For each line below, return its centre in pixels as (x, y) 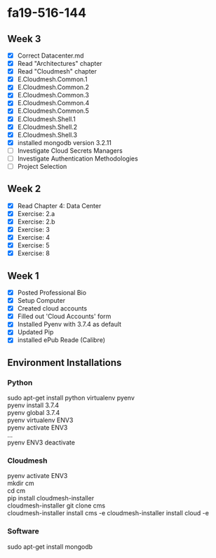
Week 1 (23, 276)
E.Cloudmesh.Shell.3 (47, 135)
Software (23, 531)
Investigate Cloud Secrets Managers (70, 150)
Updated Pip (35, 332)
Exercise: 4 (34, 237)
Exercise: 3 (34, 229)
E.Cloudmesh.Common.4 (53, 103)
